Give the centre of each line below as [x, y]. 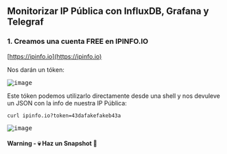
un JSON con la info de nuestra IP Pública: [67, 103]
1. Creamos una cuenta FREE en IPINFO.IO [78, 42]
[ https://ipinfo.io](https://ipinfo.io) [55, 56]
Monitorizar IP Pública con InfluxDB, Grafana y [108, 11]
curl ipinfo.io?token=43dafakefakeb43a [64, 116]
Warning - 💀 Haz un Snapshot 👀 [52, 144]
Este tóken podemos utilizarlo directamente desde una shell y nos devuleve [114, 96]
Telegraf [26, 22]
